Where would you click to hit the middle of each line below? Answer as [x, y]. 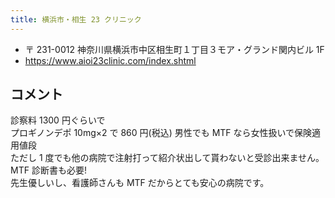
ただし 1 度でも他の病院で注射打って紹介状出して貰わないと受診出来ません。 [167, 158]
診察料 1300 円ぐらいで [58, 120]
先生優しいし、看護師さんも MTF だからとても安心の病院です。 [140, 183]
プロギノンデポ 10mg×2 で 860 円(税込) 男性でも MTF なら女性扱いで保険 [161, 133]
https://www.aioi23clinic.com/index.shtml [110, 60]
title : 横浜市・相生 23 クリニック [76, 19]
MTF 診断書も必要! [48, 170]
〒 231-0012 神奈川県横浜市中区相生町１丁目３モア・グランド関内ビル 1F [174, 49]
